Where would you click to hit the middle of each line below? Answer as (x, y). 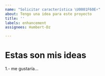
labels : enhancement (26, 23)
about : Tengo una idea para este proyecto (48, 14)
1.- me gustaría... (22, 69)
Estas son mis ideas (46, 55)
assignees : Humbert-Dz (28, 27)
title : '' (15, 18)
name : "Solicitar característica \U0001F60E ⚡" (53, 9)
